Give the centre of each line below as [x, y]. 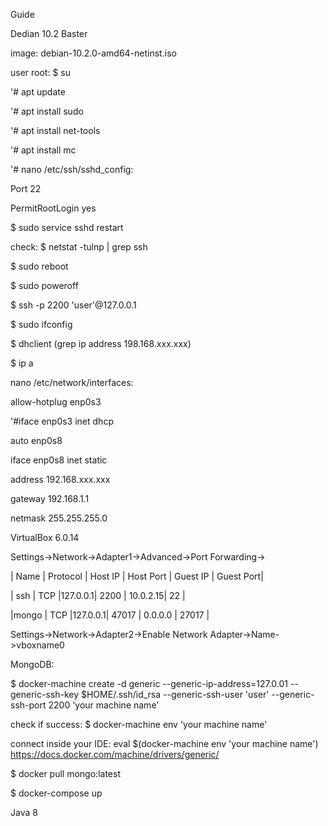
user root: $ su [41, 72]
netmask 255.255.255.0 [59, 518]
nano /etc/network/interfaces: [72, 382]
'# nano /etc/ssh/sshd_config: [72, 169]
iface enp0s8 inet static [59, 460]
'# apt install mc [43, 150]
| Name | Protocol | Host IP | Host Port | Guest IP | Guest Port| [137, 576]
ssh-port [28, 705]
